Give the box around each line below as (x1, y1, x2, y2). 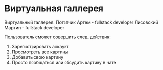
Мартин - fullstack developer (4, 24, 65, 30)
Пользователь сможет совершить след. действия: (4, 34, 111, 40)
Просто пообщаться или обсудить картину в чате (11, 59, 116, 65)
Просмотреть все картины (11, 49, 68, 55)
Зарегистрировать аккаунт (11, 43, 69, 49)
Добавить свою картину (11, 54, 64, 60)
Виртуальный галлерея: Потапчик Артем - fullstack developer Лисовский (4, 19, 158, 25)
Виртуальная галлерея (4, 3, 104, 14)
